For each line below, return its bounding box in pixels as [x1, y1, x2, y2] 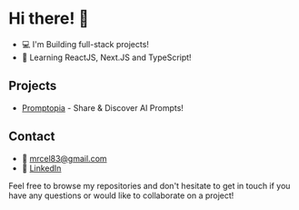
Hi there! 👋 [8, 8, 90, 29]
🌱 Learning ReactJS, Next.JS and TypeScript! [21, 52, 192, 63]
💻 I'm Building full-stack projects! [21, 38, 149, 49]
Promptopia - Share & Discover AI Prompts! [21, 102, 184, 113]
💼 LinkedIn [21, 163, 62, 174]
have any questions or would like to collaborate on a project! [8, 190, 234, 201]
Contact [8, 129, 55, 145]
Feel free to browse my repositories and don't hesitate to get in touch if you [8, 180, 291, 191]
